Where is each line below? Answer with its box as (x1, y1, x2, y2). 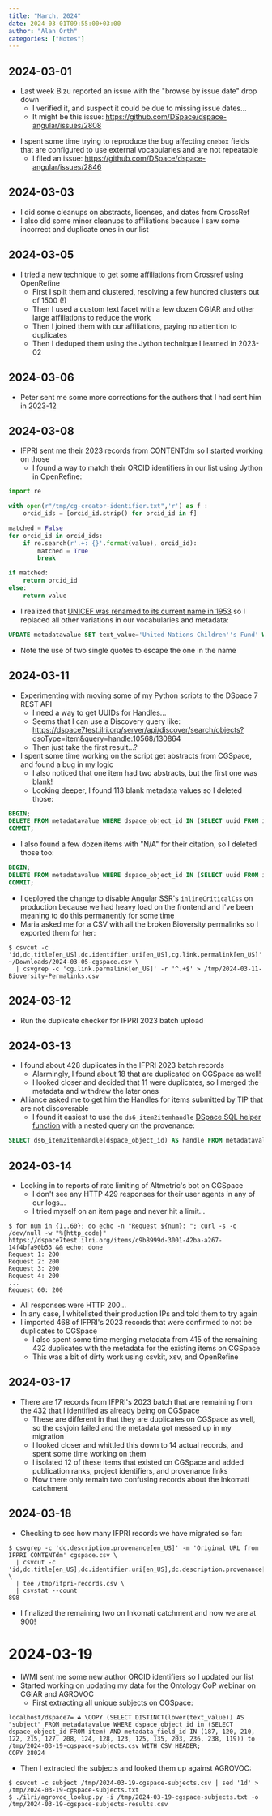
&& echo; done (55, 1243, 104, 1252)
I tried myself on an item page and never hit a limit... (32, 1207, 206, 1216)
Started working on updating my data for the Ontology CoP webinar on (19, 1680, 257, 1690)
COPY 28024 (8, 1749, 45, 1757)
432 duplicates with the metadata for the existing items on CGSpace (32, 1344, 261, 1353)
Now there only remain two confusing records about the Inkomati (32, 1474, 249, 1484)
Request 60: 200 (8, 1286, 63, 1294)
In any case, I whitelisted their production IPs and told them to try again (19, 1309, 258, 1319)
